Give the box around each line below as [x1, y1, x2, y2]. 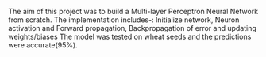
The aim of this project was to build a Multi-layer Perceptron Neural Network [8, 7, 259, 16]
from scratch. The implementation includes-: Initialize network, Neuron [8, 15, 240, 25]
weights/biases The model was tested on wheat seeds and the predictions [8, 32, 252, 41]
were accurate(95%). [8, 40, 78, 50]
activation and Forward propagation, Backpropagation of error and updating [8, 24, 256, 32]
